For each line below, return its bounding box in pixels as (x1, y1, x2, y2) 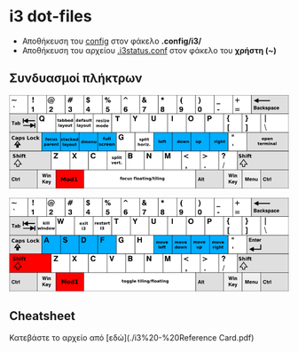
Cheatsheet (9, 308, 75, 324)
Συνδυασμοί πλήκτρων (9, 71, 143, 86)
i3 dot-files (9, 6, 92, 27)
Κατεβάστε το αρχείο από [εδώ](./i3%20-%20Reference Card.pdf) (9, 332, 255, 343)
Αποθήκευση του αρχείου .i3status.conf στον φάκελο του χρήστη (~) (21, 44, 277, 55)
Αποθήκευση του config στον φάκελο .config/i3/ (21, 36, 202, 46)
